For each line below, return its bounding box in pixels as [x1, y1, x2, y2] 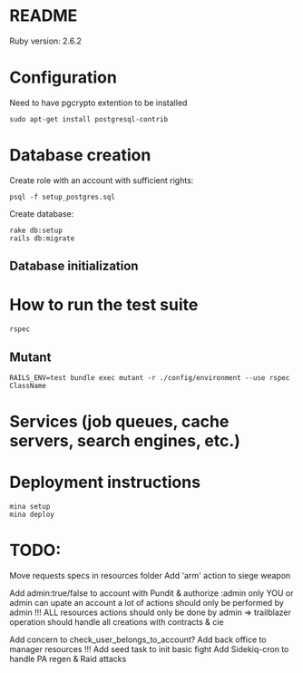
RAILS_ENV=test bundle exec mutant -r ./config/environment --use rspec [9, 373, 290, 382]
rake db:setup [9, 226, 64, 235]
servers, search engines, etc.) [9, 431, 240, 452]
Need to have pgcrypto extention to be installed [9, 97, 188, 108]
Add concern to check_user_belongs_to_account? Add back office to [9, 634, 267, 645]
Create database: [9, 208, 74, 219]
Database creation [9, 145, 151, 166]
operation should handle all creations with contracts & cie [9, 617, 224, 628]
